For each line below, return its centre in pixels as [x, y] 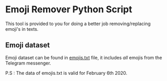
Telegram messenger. [28, 63]
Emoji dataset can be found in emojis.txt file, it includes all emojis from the [84, 57]
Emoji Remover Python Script [69, 9]
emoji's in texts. [22, 29]
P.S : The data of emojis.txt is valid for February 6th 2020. [66, 73]
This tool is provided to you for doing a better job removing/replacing [78, 24]
